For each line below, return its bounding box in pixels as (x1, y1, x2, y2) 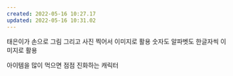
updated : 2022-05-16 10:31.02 (6, 17, 97, 24)
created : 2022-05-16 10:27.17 (6, 10, 97, 18)
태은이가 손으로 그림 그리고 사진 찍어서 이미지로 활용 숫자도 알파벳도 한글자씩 (6, 37, 220, 46)
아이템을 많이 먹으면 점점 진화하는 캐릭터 (6, 61, 119, 69)
